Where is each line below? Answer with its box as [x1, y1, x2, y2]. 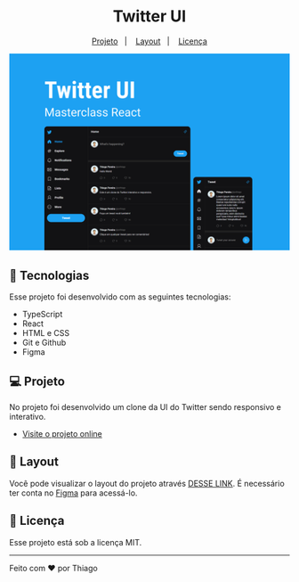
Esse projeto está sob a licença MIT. [9, 537, 142, 547]
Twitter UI [112, 6, 187, 27]
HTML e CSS [21, 328, 70, 339]
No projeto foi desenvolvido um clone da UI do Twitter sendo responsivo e [9, 401, 282, 412]
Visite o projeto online [21, 428, 102, 439]
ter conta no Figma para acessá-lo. [9, 488, 138, 498]
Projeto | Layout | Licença [92, 36, 207, 46]
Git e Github [21, 337, 67, 348]
